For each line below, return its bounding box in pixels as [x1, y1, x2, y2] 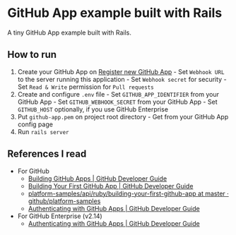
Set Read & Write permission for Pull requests [17, 83, 154, 91]
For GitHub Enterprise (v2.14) [17, 212, 102, 220]
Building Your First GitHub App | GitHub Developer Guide [28, 181, 194, 190]
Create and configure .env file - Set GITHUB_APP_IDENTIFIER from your [17, 90, 219, 98]
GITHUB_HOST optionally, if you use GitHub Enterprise [17, 104, 168, 114]
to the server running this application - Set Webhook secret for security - [17, 75, 228, 83]
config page [17, 120, 53, 128]
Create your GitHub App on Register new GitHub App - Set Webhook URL [17, 67, 225, 76]
